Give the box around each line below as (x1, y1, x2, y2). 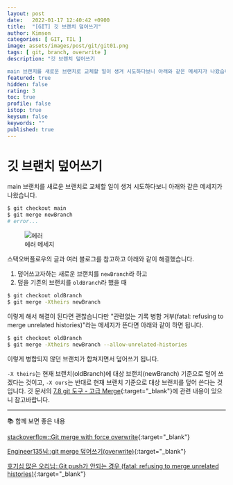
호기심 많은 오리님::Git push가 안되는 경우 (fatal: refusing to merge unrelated (7, 461, 220, 470)
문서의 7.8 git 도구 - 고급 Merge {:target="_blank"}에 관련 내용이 (34, 386, 210, 395)
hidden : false (7, 81, 49, 88)
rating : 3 (7, 88, 36, 94)
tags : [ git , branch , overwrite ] (7, 49, 107, 56)
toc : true (7, 94, 36, 101)
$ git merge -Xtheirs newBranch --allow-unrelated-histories (7, 341, 188, 348)
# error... (7, 218, 39, 225)
